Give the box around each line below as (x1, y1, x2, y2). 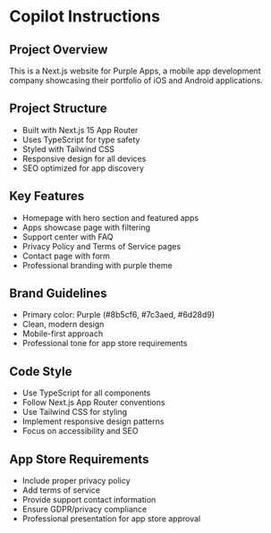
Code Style (9, 364, 72, 379)
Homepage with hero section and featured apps (21, 212, 199, 223)
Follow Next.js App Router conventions (21, 397, 165, 408)
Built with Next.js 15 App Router (21, 124, 139, 135)
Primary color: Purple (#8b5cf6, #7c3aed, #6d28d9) (21, 309, 215, 320)
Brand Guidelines (9, 286, 107, 301)
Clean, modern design (21, 319, 105, 330)
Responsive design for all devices (21, 153, 147, 164)
